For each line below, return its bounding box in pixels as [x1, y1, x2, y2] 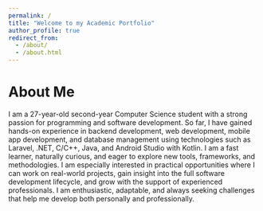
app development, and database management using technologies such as [8, 135, 251, 144]
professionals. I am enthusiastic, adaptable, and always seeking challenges [8, 185, 255, 195]
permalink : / [8, 11, 52, 20]
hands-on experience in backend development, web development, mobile [8, 126, 251, 135]
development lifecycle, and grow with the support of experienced [8, 177, 223, 186]
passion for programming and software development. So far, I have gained [8, 117, 253, 127]
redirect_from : [8, 33, 59, 42]
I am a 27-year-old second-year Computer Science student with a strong [8, 109, 248, 119]
